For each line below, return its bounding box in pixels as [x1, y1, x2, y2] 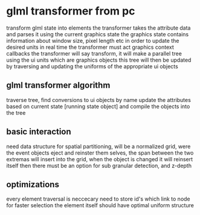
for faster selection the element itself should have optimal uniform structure [6, 202, 195, 209]
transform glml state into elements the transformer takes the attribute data [6, 24, 191, 31]
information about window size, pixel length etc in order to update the [6, 37, 179, 44]
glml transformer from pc [6, 4, 135, 18]
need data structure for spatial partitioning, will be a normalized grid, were [6, 143, 191, 150]
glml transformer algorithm [6, 80, 111, 91]
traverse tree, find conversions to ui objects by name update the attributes [6, 96, 192, 103]
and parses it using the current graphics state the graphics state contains [6, 30, 189, 37]
